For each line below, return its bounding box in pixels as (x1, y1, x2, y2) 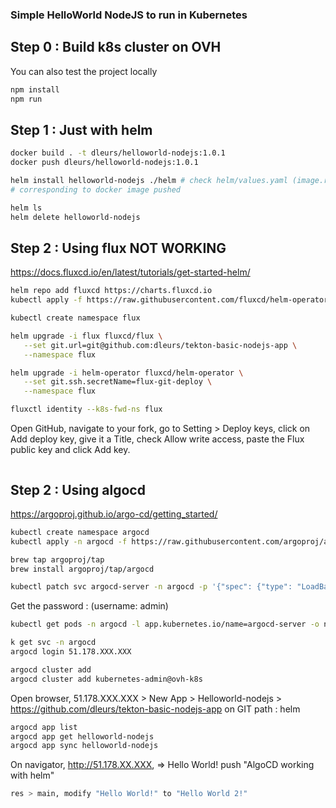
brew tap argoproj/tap (10, 554, 105, 565)
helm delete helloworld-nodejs (10, 212, 141, 222)
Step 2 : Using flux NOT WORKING (10, 239, 227, 257)
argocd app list (10, 722, 78, 732)
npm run (10, 94, 43, 104)
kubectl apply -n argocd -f (10, 536, 128, 547)
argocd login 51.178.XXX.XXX (10, 647, 132, 657)
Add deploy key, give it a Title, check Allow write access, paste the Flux (10, 433, 305, 445)
